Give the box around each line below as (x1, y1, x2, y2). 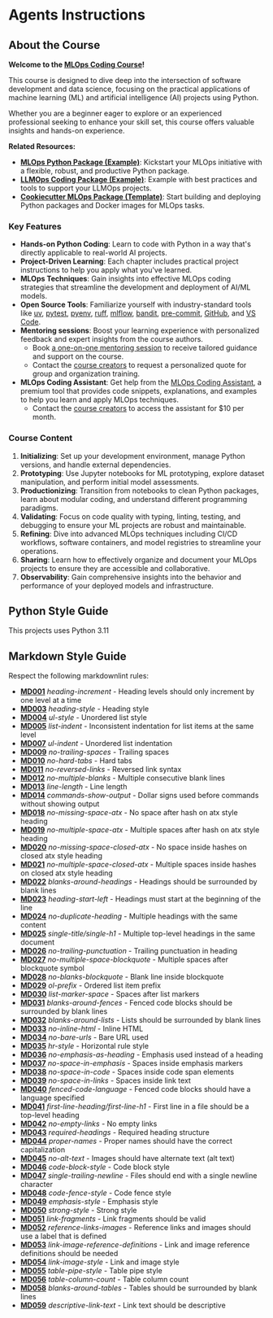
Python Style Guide (8, 604, 109, 618)
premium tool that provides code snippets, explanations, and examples (19, 386, 258, 396)
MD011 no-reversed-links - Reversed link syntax (19, 765, 182, 775)
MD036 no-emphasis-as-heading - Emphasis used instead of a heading (19, 1050, 264, 1059)
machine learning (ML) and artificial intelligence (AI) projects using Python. (8, 93, 259, 103)
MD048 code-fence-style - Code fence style (19, 1188, 172, 1198)
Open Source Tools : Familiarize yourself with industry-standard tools (19, 299, 252, 310)
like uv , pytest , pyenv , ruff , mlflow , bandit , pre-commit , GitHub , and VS (19, 308, 256, 318)
